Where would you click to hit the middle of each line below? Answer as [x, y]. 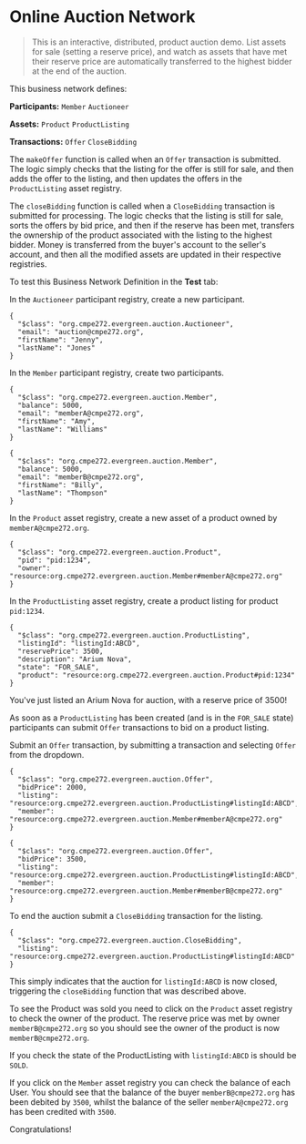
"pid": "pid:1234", [55, 560]
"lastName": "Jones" [56, 348]
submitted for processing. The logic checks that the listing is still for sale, [147, 215]
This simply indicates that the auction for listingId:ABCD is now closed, [143, 981]
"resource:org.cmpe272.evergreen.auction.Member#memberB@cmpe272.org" [146, 891]
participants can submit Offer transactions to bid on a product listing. [139, 727]
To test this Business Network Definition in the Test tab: [114, 281]
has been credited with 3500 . [63, 1111]
